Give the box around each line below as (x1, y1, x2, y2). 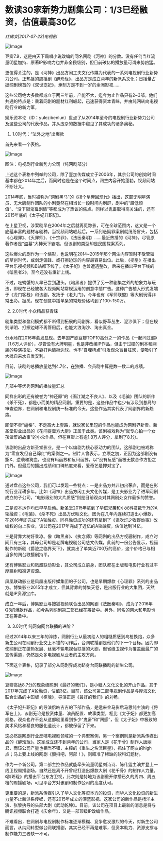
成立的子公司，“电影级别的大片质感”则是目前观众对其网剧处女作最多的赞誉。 (5, 494, 158, 500)
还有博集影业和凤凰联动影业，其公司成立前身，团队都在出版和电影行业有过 (5, 562, 154, 567)
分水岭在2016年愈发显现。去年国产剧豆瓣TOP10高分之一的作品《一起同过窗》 (5, 335, 157, 341)
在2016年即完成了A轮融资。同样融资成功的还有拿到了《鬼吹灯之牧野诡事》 (5, 517, 154, 523)
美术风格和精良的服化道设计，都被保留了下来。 (5, 722, 98, 728)
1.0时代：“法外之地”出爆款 (12, 131, 65, 137)
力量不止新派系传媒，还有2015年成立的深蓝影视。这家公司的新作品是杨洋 (5, 796, 151, 802)
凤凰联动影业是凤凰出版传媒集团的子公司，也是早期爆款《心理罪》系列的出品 (5, 578, 158, 584)
